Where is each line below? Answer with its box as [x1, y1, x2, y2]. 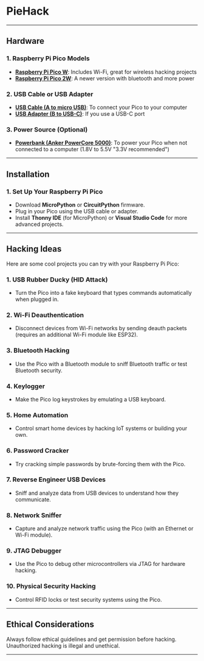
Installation [6, 169, 50, 179]
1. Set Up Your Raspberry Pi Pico [6, 187, 103, 196]
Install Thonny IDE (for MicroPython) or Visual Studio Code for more [15, 214, 188, 221]
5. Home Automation [6, 411, 69, 419]
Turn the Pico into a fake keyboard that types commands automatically [15, 289, 192, 297]
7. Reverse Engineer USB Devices [6, 475, 106, 484]
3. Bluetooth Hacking [6, 346, 70, 355]
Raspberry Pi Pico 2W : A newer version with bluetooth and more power [15, 74, 195, 82]
